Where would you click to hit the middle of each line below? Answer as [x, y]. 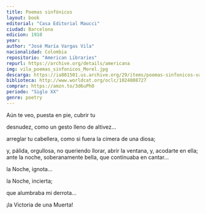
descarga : [19, 75]
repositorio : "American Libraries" [52, 58]
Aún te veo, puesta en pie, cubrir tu [51, 115]
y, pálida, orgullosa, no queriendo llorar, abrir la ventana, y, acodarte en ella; [102, 150]
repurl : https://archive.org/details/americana [68, 63]
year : [13, 40]
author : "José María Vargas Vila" [51, 47]
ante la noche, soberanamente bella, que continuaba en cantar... [88, 157]
